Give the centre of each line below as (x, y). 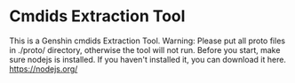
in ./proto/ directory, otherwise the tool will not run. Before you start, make (145, 49)
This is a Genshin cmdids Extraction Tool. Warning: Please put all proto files (147, 41)
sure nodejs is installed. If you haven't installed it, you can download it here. (148, 59)
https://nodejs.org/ (44, 69)
